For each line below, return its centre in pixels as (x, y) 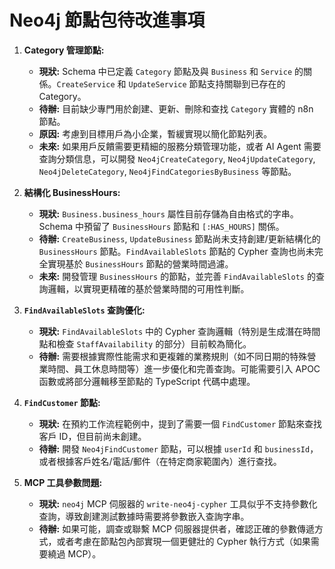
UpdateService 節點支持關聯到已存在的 (207, 83)
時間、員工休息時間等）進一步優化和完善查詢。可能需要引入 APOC (184, 368)
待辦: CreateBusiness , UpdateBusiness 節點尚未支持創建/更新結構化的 (179, 238)
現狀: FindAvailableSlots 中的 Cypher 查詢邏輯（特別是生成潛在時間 (179, 331)
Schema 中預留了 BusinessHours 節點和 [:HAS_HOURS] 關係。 (161, 226)
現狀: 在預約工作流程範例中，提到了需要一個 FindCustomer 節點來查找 (180, 423)
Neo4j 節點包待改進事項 (107, 20)
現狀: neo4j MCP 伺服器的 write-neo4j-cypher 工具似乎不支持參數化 (178, 503)
